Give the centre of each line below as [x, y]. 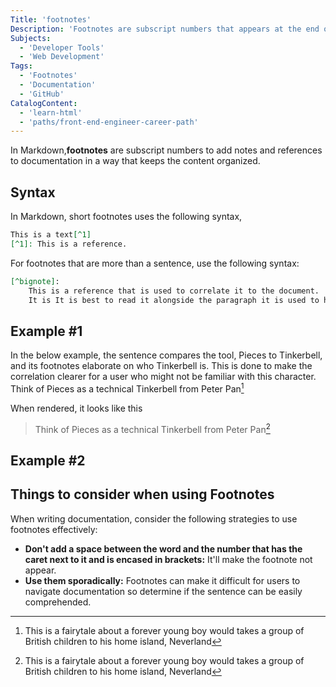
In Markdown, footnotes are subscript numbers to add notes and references [166, 150]
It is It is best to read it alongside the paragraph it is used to [174, 300]
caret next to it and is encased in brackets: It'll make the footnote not [168, 559]
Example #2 [48, 460]
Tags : [21, 66]
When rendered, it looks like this [76, 408]
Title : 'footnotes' [51, 19]
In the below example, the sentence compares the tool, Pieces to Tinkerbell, [166, 355]
